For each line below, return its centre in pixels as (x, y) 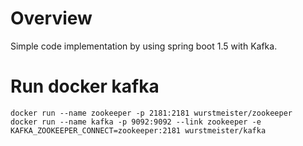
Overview (51, 18)
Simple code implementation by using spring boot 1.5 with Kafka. (144, 46)
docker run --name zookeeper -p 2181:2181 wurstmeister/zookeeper (151, 113)
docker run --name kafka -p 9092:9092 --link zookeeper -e (136, 122)
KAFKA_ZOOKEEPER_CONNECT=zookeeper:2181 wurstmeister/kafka (138, 130)
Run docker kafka (85, 86)
